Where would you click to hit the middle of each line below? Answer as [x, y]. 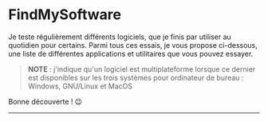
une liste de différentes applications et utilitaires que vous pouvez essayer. [131, 53]
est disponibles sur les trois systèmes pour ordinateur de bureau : [136, 77]
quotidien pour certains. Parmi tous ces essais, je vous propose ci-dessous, [133, 45]
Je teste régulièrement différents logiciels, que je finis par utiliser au [120, 37]
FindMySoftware [65, 15]
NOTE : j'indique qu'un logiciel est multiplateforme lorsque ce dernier [142, 69]
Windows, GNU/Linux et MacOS [80, 86]
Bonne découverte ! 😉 [45, 101]
